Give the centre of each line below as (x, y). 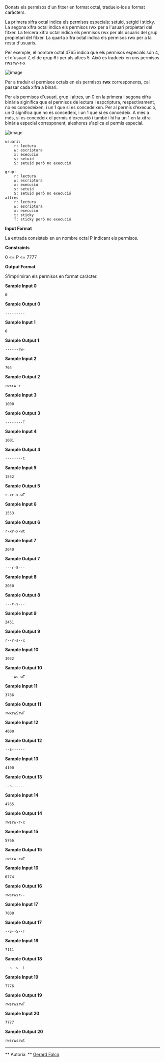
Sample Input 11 (21, 686)
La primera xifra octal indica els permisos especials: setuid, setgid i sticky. (80, 22)
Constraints (17, 248)
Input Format (18, 228)
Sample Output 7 (23, 559)
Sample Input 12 (22, 722)
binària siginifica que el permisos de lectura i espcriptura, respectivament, (80, 102)
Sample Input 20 (22, 1013)
